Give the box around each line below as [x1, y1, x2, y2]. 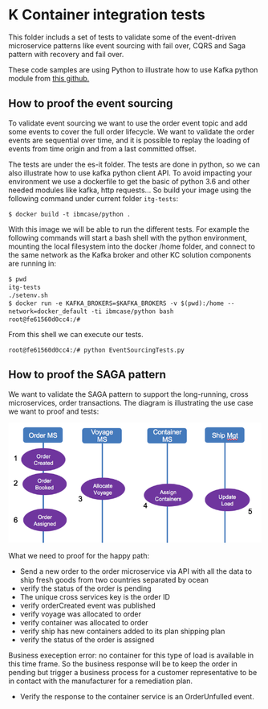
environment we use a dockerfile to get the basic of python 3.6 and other [8, 176, 250, 186]
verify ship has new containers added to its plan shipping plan [19, 626, 225, 636]
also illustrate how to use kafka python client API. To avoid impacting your [8, 167, 253, 178]
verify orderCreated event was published [19, 600, 156, 610]
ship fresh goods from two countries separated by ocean [19, 575, 209, 584]
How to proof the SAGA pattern [8, 368, 166, 381]
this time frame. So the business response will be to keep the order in [8, 658, 238, 669]
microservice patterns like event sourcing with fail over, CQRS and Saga [8, 40, 246, 50]
